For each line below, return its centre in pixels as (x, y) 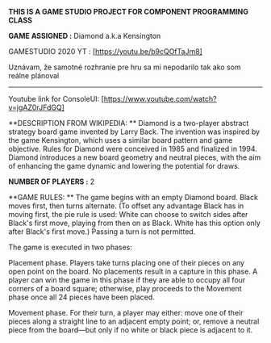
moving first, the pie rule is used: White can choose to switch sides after (128, 214)
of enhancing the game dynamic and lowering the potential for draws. (124, 166)
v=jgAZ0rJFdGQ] (36, 107)
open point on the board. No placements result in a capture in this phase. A (133, 271)
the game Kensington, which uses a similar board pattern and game (121, 140)
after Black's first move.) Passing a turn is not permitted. (102, 232)
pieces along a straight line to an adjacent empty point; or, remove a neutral (134, 321)
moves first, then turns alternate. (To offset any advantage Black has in (126, 206)
